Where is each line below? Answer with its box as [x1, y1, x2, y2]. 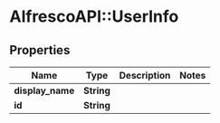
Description [119, 70, 171, 81]
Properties [9, 43, 71, 58]
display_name [14, 84, 75, 97]
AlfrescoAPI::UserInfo [9, 6, 179, 27]
